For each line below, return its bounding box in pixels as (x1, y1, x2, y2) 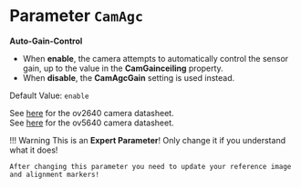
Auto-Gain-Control (9, 35, 83, 46)
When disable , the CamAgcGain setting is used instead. (22, 72, 235, 83)
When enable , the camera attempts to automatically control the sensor (22, 53, 289, 64)
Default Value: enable (9, 90, 89, 101)
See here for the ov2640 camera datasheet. (9, 107, 175, 118)
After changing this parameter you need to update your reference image (9, 162, 292, 171)
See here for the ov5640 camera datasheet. (9, 117, 174, 128)
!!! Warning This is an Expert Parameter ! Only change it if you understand (9, 134, 285, 145)
